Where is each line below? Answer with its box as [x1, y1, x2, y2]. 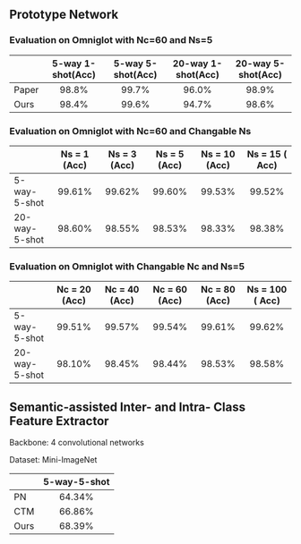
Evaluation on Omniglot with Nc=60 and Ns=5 [9, 34, 213, 47]
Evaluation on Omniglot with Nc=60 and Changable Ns [9, 124, 252, 137]
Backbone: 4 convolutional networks [9, 438, 145, 448]
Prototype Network [9, 7, 119, 22]
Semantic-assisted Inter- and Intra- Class [9, 399, 246, 414]
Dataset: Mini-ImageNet [9, 455, 98, 465]
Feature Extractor [9, 413, 109, 429]
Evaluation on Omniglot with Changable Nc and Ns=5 [9, 259, 245, 272]
